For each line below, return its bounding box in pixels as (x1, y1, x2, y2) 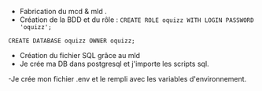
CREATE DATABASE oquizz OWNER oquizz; (8, 37, 135, 45)
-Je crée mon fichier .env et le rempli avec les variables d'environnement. (8, 75, 247, 83)
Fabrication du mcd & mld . (19, 7, 108, 16)
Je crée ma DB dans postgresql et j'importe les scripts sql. (19, 59, 210, 68)
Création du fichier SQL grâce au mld (19, 51, 140, 60)
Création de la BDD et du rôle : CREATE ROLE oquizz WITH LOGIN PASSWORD (19, 15, 254, 24)
